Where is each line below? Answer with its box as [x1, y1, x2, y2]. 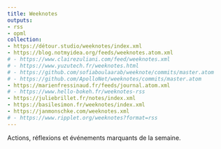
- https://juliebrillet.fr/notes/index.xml [7, 95, 136, 102]
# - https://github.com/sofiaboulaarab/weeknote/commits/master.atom [7, 69, 215, 76]
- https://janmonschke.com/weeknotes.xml [7, 108, 130, 115]
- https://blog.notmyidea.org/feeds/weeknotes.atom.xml [7, 50, 173, 57]
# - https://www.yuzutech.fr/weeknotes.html [7, 62, 139, 69]
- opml [7, 29, 27, 37]
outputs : [7, 17, 33, 24]
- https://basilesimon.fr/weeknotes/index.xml [7, 101, 145, 108]
